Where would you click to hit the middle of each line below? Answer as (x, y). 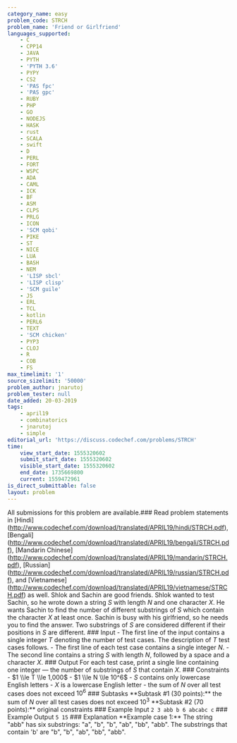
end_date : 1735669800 (51, 473)
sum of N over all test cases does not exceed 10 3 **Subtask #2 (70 (105, 701)
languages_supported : (39, 33)
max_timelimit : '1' (36, 374)
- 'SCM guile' (41, 289)
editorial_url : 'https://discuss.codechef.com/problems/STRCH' (102, 440)
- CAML (30, 184)
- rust (30, 132)
